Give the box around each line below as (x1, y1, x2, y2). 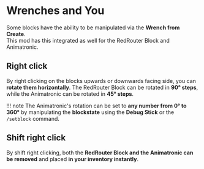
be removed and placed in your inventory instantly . (6, 155, 139, 162)
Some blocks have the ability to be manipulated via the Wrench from (6, 24, 180, 31)
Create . (6, 30, 26, 37)
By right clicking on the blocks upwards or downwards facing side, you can (6, 77, 196, 84)
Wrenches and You (6, 4, 105, 18)
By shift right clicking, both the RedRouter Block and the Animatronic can (6, 149, 194, 156)
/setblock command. (6, 115, 60, 122)
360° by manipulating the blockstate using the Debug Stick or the (6, 108, 175, 116)
